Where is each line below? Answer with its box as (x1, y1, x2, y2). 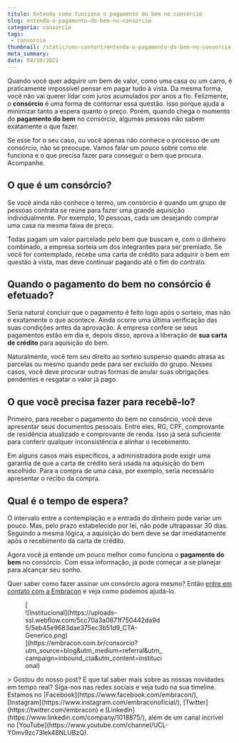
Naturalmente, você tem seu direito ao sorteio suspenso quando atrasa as (7, 353, 225, 361)
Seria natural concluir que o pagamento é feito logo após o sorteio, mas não (7, 308, 230, 317)
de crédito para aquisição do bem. (7, 338, 109, 347)
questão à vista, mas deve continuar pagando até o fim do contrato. (7, 258, 207, 266)
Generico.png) (25, 631, 68, 640)
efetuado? (7, 289, 54, 301)
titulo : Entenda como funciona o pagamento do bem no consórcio (7, 10, 203, 18)
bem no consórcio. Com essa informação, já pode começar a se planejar (7, 558, 222, 566)
